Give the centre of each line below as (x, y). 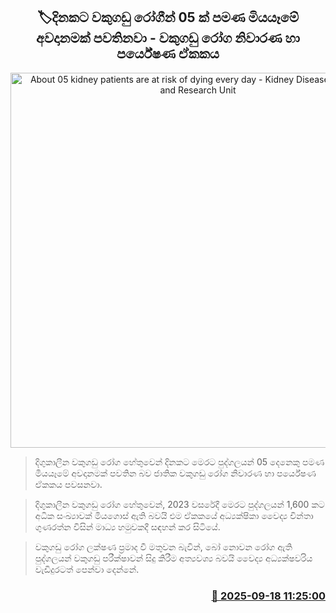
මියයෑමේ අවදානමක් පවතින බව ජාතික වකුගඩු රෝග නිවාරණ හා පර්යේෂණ (175, 473)
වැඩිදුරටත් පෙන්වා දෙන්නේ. (87, 569)
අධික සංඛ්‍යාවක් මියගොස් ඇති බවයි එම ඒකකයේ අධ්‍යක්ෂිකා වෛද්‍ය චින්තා (174, 515)
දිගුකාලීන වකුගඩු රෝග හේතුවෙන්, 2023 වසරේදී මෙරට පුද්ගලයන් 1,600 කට (179, 504)
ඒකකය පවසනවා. (68, 484)
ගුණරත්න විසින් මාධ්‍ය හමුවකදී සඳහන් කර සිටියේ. (127, 526)
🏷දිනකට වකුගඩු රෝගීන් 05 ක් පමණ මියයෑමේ (168, 17)
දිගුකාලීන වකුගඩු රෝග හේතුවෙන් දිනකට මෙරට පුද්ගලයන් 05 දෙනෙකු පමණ (179, 461)
